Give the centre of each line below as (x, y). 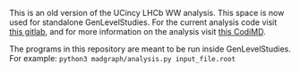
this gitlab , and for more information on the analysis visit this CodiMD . (137, 32)
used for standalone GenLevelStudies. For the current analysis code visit (143, 22)
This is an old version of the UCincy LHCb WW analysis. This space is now (147, 13)
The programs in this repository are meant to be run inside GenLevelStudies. (150, 49)
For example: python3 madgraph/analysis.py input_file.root (123, 58)
